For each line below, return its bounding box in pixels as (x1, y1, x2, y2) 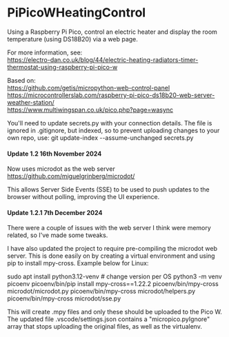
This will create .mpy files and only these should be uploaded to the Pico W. (7, 308, 222, 316)
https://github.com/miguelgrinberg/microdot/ (7, 172, 135, 181)
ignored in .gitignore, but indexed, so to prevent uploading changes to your (7, 126, 220, 134)
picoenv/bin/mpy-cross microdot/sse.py (7, 294, 121, 303)
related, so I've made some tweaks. (7, 231, 108, 239)
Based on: (7, 76, 36, 84)
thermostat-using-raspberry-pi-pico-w (7, 63, 118, 71)
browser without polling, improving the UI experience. (7, 193, 160, 201)
